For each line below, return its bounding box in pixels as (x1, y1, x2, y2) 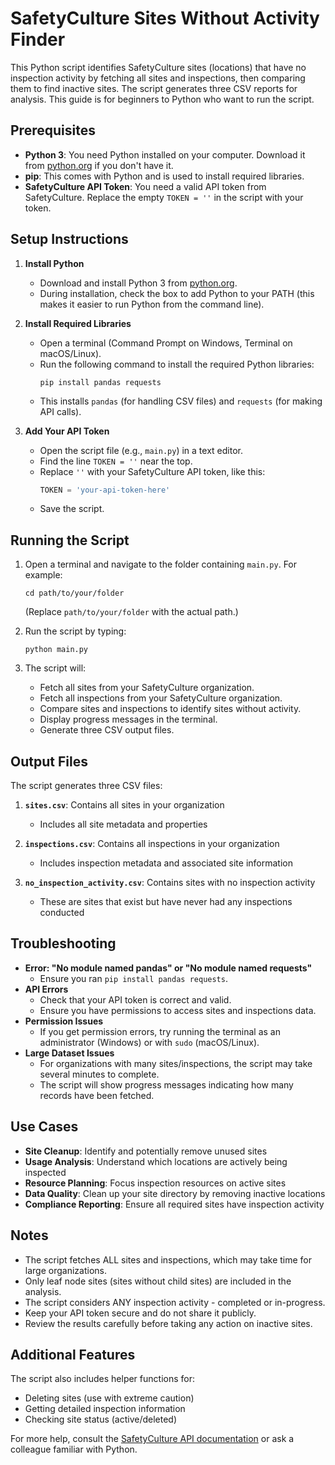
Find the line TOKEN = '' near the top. (39, 455, 193, 467)
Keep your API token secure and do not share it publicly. (24, 1307, 257, 1319)
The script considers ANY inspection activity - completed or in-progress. (24, 1296, 326, 1308)
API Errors (24, 983, 69, 995)
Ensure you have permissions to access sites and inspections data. (39, 1004, 317, 1016)
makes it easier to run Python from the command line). (39, 298, 265, 310)
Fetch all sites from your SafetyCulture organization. (39, 682, 255, 694)
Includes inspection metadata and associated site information (39, 857, 293, 869)
